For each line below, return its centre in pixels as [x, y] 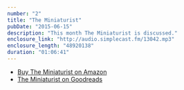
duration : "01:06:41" [38, 53]
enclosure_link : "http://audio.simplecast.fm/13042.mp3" [91, 39]
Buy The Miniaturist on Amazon [62, 72]
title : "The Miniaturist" [44, 20]
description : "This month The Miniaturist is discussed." [92, 33]
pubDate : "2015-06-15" [40, 26]
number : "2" [24, 13]
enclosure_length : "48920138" [51, 46]
